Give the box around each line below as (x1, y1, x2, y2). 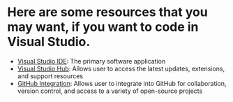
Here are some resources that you (7, 4, 208, 20)
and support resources (17, 71, 84, 80)
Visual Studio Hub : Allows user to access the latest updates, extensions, (17, 64, 225, 73)
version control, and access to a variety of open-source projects (17, 87, 203, 95)
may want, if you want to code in (7, 19, 199, 35)
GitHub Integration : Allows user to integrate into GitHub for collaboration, (17, 79, 227, 87)
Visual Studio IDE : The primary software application (17, 57, 166, 65)
